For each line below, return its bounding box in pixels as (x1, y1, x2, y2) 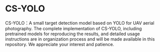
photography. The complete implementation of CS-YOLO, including (5, 25, 142, 31)
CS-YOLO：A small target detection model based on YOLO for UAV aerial (5, 20, 155, 26)
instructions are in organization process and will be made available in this (5, 36, 155, 42)
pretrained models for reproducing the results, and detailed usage (5, 31, 140, 37)
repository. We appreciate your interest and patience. (5, 41, 114, 47)
